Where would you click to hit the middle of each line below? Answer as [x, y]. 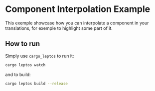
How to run [23, 44]
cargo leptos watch [25, 65]
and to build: [18, 74]
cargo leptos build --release [37, 84]
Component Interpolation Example [78, 9]
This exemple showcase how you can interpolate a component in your [77, 23]
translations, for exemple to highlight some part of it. [59, 28]
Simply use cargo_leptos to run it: [40, 56]
